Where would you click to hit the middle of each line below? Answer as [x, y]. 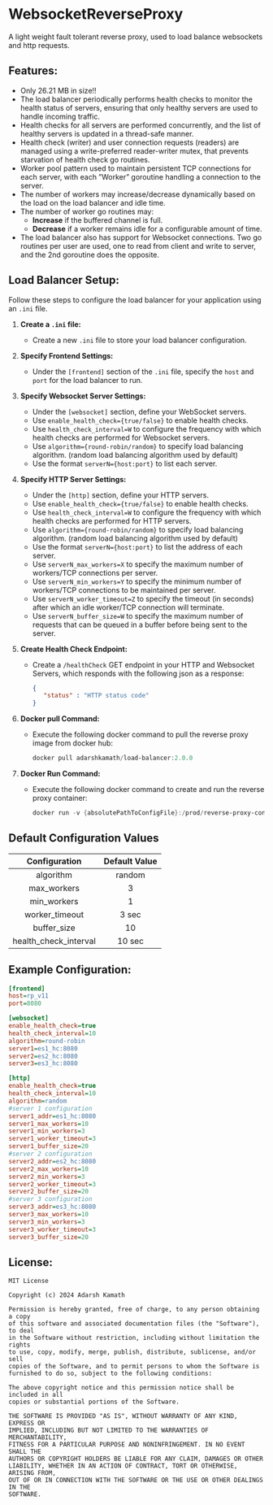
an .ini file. [28, 308]
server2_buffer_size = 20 [49, 1192]
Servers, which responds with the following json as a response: [138, 673]
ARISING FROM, [32, 1473]
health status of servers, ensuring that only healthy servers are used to [139, 107]
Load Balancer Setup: [64, 280]
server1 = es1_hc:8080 [43, 1048]
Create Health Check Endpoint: [74, 649]
